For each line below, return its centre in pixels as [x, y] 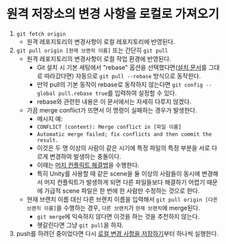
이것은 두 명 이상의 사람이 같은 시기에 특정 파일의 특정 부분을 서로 [123, 147]
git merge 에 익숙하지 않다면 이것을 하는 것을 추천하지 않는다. [118, 216]
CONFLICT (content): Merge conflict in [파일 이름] [109, 127]
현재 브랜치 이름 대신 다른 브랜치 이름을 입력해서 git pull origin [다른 [122, 199]
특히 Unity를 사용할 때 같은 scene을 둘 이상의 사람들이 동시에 [118, 173]
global [46, 93]
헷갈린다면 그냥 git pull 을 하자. [80, 225]
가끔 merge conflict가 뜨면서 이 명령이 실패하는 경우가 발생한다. [112, 110]
